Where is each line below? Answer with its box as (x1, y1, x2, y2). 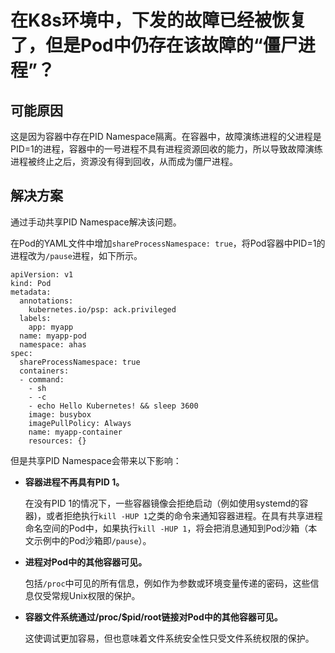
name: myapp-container (28, 427, 123, 437)
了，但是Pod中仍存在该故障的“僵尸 (10, 34, 298, 57)
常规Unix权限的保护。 (51, 589, 141, 601)
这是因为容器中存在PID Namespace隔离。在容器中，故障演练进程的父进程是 (10, 131, 322, 142)
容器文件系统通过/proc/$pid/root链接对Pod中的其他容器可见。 (24, 611, 283, 623)
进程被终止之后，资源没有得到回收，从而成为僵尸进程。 (10, 156, 238, 167)
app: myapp (28, 322, 74, 332)
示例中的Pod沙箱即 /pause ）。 (33, 534, 152, 546)
